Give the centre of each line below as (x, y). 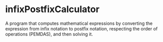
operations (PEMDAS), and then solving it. (49, 34)
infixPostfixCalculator (53, 9)
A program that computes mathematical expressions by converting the (79, 23)
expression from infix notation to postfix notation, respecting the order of (81, 28)
